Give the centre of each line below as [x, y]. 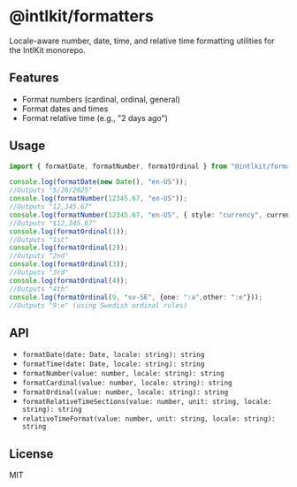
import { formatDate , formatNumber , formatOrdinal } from [118, 166]
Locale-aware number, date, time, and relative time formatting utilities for [142, 41]
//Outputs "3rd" [39, 273]
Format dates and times [65, 109]
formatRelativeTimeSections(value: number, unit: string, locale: [147, 402]
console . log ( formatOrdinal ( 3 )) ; [69, 264]
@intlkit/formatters [82, 16]
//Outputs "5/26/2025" [51, 190]
